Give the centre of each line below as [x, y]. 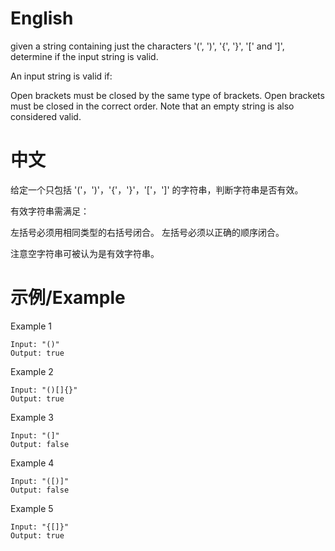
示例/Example [68, 298]
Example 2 [32, 371]
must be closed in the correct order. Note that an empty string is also [152, 106]
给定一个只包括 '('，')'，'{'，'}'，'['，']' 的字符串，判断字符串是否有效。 [157, 189]
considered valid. [46, 116]
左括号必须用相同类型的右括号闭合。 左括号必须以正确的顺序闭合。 [147, 232]
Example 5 [32, 508]
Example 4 [32, 463]
